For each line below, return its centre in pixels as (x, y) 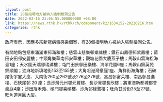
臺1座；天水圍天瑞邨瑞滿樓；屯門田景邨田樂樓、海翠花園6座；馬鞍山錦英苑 (80, 65)
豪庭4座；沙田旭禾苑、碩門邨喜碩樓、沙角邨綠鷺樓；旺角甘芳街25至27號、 (80, 89)
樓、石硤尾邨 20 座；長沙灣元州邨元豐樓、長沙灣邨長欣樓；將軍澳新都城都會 (81, 83)
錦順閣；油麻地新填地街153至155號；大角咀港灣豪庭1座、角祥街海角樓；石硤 (81, 70)
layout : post (18, 9)
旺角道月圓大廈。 (22, 95)
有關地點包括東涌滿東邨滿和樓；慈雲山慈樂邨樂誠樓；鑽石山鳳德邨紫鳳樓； (79, 52)
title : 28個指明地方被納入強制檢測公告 (40, 14)
